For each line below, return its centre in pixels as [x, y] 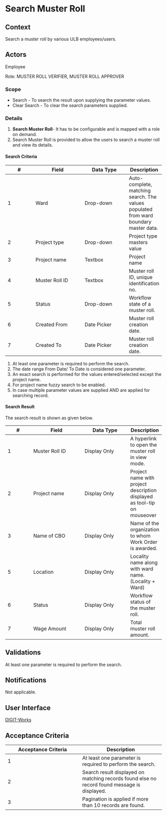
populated [141, 209]
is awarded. [144, 548]
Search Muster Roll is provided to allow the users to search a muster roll [86, 140]
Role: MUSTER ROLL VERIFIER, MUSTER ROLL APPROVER [65, 76]
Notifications [26, 680]
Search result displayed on [113, 772]
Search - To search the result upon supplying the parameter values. [82, 100]
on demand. [25, 135]
